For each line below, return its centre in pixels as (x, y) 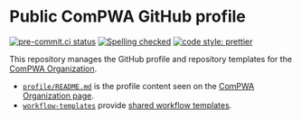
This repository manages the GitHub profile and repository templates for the (150, 59)
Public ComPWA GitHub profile (127, 17)
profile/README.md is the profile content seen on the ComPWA (138, 86)
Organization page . (58, 96)
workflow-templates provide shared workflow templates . (127, 105)
